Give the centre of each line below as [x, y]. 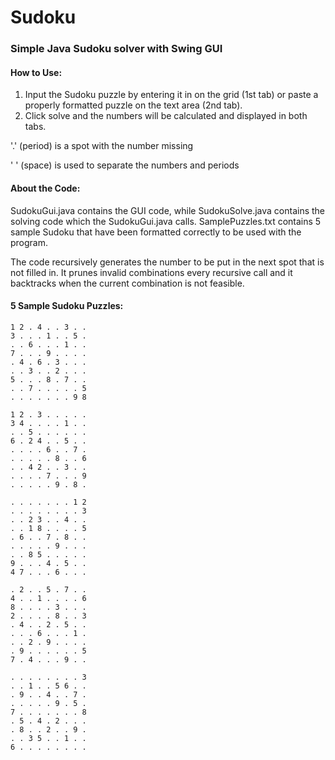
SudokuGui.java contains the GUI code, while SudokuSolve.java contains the [168, 210]
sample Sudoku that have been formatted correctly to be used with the [156, 232]
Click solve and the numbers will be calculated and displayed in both [166, 116]
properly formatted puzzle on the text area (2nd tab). [133, 105]
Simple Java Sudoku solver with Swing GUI [116, 49]
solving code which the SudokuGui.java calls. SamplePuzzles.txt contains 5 [166, 221]
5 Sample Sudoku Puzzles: [67, 306]
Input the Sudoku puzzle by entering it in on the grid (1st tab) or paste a [171, 95]
